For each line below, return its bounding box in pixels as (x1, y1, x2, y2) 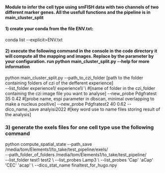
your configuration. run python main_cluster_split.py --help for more (5, 58, 150, 64)
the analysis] (5, 112, 31, 117)
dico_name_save (5, 106, 39, 112)
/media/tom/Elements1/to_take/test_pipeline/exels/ (5, 146, 108, 153)
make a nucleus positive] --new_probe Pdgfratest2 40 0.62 (5, 101, 126, 107)
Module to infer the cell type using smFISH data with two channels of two (5, 4, 159, 10)
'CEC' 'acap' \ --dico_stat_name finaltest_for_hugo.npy (5, 162, 117, 168)
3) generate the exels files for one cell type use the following (5, 124, 154, 130)
